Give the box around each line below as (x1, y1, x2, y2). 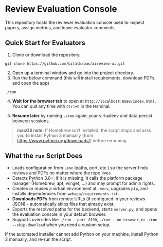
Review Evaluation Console (5, 3, 117, 15)
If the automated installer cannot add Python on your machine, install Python (5, 231, 159, 237)
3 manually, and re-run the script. (5, 236, 72, 242)
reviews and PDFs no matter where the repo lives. (12, 170, 112, 176)
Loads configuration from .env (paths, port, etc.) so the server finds (12, 165, 148, 171)
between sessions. (12, 118, 50, 124)
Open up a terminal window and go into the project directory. (12, 70, 135, 76)
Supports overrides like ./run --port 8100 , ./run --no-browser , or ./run (12, 216, 158, 222)
